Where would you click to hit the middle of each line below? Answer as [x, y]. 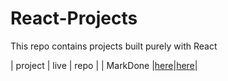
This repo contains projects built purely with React [114, 46]
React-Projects [74, 18]
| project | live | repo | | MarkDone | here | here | [104, 65]
